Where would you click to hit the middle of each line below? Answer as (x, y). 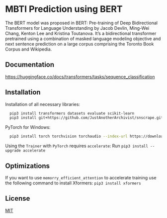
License (18, 198)
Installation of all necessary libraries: (43, 104)
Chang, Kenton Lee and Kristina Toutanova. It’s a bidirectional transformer (81, 33)
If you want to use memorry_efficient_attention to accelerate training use (81, 178)
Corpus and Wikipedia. (29, 49)
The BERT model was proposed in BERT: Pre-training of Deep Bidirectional (82, 23)
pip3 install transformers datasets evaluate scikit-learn (72, 113)
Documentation (30, 65)
